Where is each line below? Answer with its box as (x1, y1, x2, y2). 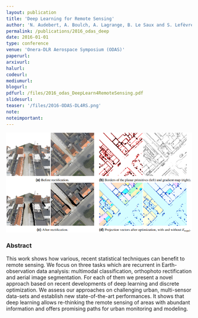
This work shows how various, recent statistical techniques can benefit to (6, 255, 185, 262)
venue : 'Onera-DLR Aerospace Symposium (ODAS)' (6, 47, 126, 53)
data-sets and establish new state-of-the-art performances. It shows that (6, 292, 184, 300)
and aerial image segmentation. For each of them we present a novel (6, 274, 173, 281)
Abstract (6, 241, 32, 250)
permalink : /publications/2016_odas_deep (6, 28, 110, 34)
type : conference (6, 41, 49, 47)
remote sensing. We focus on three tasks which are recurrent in (6, 261, 161, 268)
